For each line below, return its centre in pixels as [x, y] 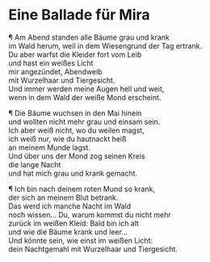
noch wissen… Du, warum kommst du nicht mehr [90, 214]
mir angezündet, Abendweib [55, 71]
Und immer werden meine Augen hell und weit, [86, 89]
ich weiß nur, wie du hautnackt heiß [67, 138]
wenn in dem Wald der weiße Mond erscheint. [85, 97]
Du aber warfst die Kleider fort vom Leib [75, 54]
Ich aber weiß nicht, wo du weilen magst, [77, 130]
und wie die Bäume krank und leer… [68, 231]
